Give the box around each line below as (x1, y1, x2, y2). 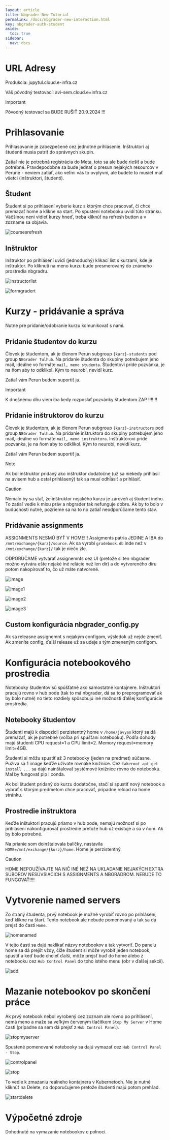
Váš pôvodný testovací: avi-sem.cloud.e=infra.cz (5, 89, 108, 95)
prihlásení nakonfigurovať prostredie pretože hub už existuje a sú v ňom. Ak (5, 826, 164, 831)
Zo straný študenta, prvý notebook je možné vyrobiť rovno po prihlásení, (5, 911, 157, 917)
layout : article (5, 7, 40, 13)
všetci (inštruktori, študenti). (5, 175, 64, 181)
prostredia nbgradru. (5, 268, 49, 275)
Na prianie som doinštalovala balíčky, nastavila (5, 841, 103, 847)
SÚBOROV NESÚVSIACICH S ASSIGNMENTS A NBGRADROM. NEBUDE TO (5, 872, 162, 877)
